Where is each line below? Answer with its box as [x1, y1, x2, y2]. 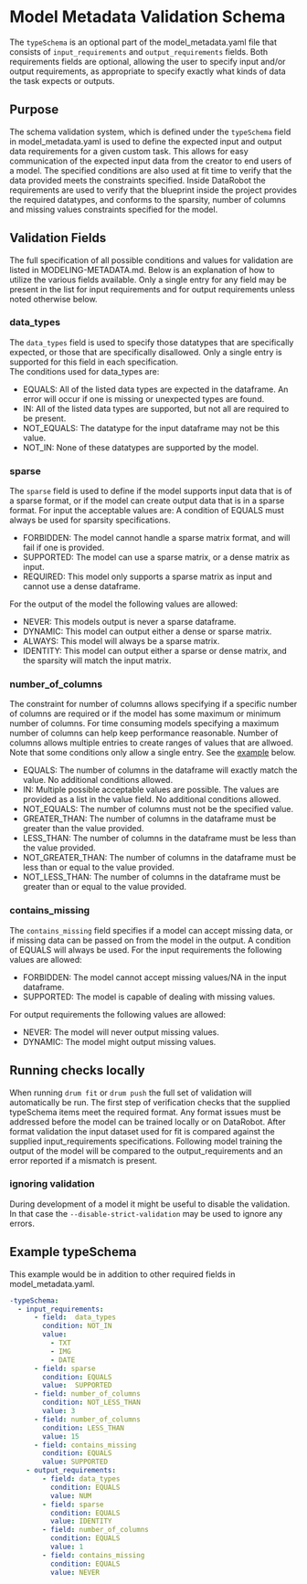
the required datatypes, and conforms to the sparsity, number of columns [9, 194, 286, 205]
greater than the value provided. [22, 823, 144, 834]
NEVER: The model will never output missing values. [22, 1026, 219, 1038]
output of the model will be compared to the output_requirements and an [9, 1145, 283, 1156]
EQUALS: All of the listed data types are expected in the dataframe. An [22, 384, 289, 395]
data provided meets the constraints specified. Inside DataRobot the [9, 174, 267, 185]
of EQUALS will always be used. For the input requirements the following [9, 944, 282, 956]
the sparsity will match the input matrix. [22, 655, 172, 666]
